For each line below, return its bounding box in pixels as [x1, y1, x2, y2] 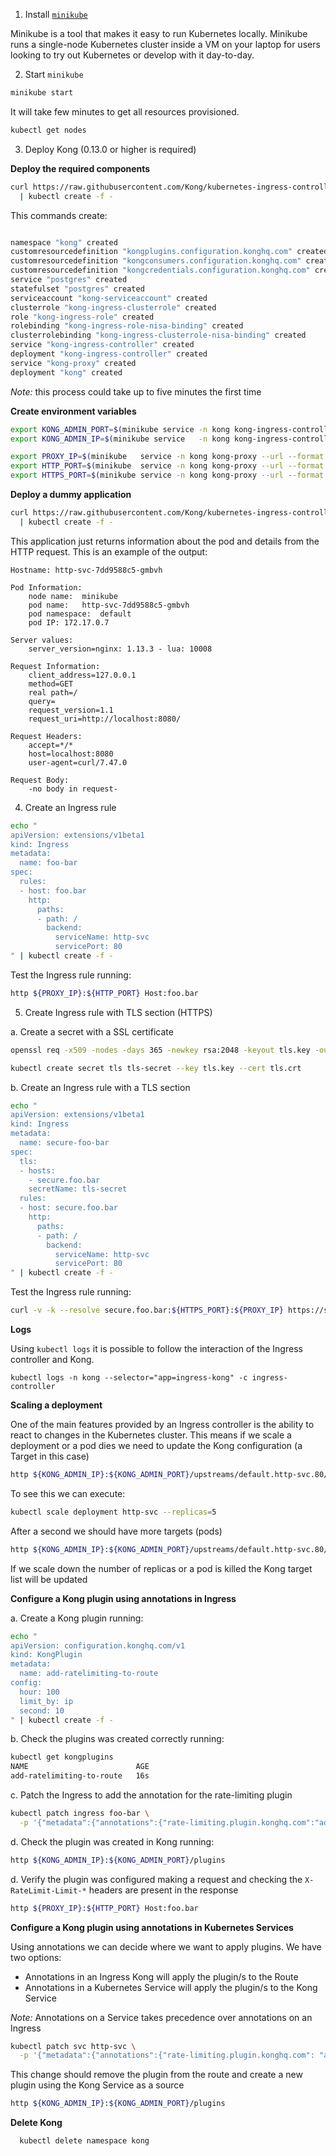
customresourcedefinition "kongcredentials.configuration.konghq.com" [10, 265, 311, 276]
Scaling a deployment [10, 1399, 103, 1411]
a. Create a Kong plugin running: [10, 1612, 144, 1624]
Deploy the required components [10, 162, 151, 174]
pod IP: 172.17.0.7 [28, 617, 110, 628]
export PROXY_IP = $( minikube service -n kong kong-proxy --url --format [10, 452, 325, 462]
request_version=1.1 [28, 705, 114, 715]
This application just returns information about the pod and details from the [10, 535, 320, 547]
